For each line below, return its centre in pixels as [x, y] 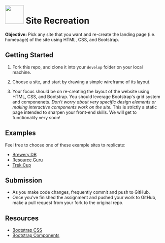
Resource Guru [28, 160]
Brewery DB [24, 154]
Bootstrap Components [36, 235]
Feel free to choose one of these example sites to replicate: [65, 145]
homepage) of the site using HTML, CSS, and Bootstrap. [62, 39]
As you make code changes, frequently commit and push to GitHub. [81, 192]
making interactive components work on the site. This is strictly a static [84, 107]
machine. [22, 72]
